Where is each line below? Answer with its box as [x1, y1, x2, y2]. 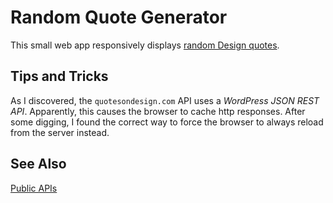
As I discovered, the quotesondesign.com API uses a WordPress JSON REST [10, 94, 320, 106]
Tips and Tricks [10, 68, 109, 85]
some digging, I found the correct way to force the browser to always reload [10, 116, 324, 128]
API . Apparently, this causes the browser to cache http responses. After [10, 105, 306, 117]
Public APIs [10, 182, 58, 194]
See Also [10, 156, 67, 173]
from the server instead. [10, 126, 110, 138]
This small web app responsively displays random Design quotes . [10, 39, 280, 51]
